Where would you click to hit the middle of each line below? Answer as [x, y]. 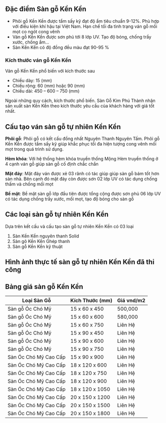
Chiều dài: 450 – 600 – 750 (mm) [46, 91]
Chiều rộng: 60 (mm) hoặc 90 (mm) [49, 86]
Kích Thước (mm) [91, 300]
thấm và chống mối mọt [29, 184]
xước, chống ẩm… [31, 42]
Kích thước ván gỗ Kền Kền [38, 60]
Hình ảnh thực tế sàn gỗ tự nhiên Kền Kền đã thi [80, 262]
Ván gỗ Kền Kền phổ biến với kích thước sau [50, 71]
